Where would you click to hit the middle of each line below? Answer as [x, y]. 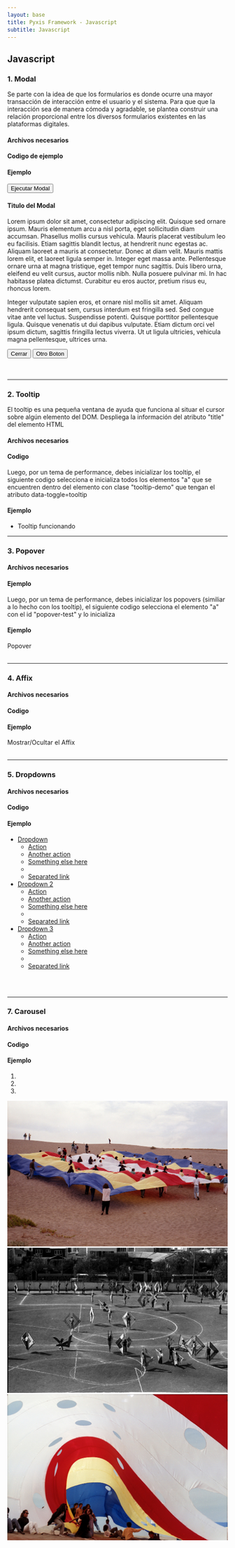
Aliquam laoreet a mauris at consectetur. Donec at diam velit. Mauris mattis [115, 251]
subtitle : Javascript [39, 29]
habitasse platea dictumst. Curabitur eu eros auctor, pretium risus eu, [107, 281]
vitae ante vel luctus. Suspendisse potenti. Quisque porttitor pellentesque [113, 316]
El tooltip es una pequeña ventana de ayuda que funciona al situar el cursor [116, 409]
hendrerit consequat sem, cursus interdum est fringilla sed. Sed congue [111, 309]
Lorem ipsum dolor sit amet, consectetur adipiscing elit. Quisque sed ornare [116, 221]
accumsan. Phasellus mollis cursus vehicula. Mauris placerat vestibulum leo [116, 236]
